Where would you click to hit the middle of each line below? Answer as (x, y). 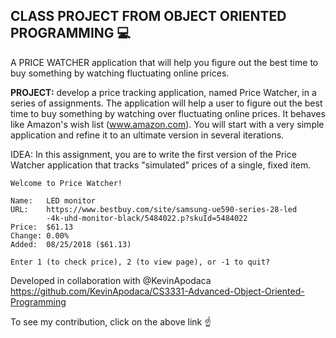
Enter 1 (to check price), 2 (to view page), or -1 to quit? (140, 262)
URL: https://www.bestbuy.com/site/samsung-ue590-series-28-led (154, 209)
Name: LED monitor (53, 200)
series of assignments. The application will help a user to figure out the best (166, 103)
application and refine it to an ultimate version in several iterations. (147, 135)
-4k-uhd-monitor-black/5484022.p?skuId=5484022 (147, 218)
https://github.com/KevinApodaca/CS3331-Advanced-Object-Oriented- (157, 291)
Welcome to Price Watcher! (66, 183)
